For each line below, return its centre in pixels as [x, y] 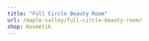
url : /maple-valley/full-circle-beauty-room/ [74, 20]
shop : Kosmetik [29, 26]
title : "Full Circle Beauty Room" [58, 14]
